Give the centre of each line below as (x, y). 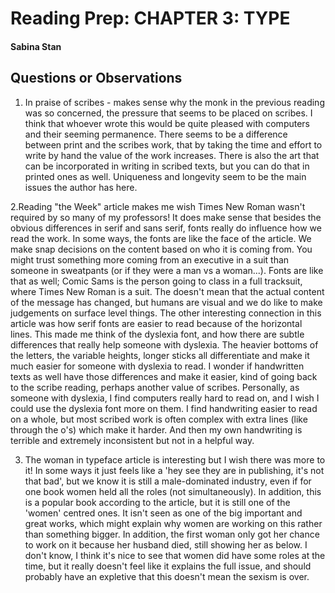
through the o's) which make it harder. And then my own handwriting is (156, 429)
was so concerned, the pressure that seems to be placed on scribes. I (168, 113)
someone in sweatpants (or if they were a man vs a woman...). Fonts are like (167, 270)
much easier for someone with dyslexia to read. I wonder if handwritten (157, 366)
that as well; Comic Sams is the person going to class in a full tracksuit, (156, 281)
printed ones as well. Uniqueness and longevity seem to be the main (165, 176)
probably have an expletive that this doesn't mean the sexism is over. (167, 576)
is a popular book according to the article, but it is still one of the (157, 502)
